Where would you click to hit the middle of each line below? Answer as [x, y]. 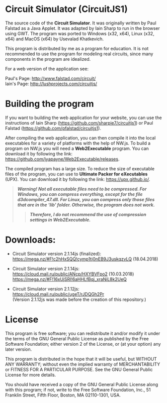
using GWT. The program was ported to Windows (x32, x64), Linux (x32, [80, 33]
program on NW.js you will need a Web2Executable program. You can [77, 148]
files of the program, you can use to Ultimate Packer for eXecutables [77, 174]
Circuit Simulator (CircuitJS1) [66, 9]
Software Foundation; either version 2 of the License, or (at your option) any [83, 344]
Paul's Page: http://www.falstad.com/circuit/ [50, 78]
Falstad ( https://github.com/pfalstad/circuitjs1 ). [53, 128]
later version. [19, 349]
